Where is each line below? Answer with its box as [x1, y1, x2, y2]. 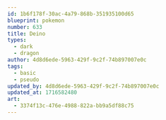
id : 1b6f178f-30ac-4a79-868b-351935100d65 [7, 10, 134, 18]
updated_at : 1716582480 [7, 89, 78, 96]
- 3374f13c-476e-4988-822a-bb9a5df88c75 [13, 102, 134, 109]
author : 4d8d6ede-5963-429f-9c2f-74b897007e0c [7, 56, 147, 64]
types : [7, 37, 27, 44]
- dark [13, 43, 33, 50]
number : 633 [7, 23, 42, 30]
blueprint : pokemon [7, 17, 65, 24]
